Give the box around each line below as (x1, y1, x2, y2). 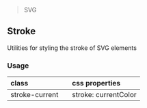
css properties (71, 79, 121, 88)
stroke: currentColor (71, 90, 137, 100)
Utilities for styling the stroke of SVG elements (7, 44, 137, 52)
